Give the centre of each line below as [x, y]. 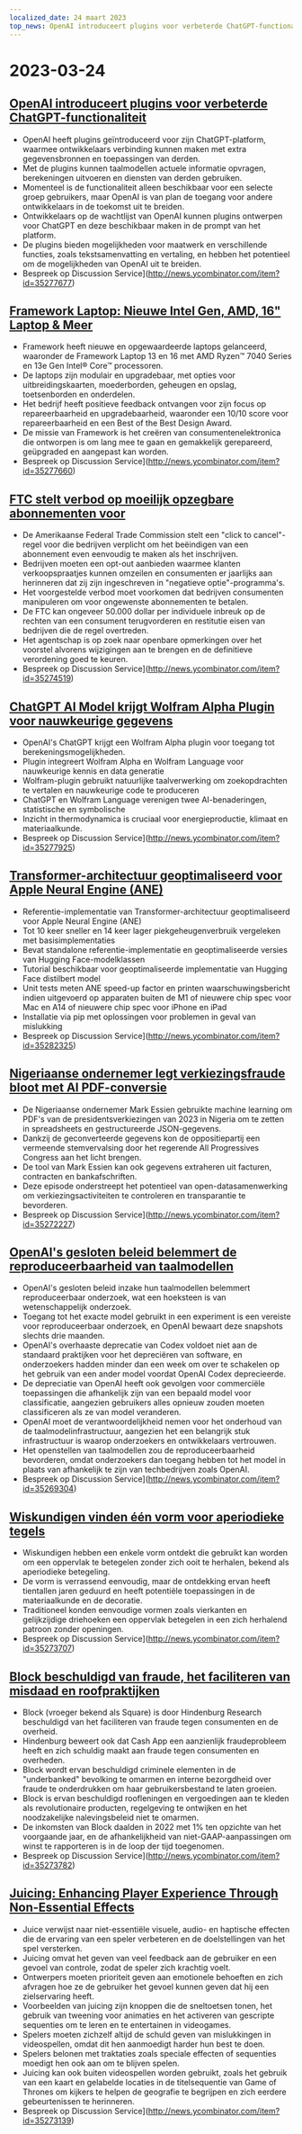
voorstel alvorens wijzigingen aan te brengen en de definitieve [138, 650]
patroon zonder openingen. [73, 1629]
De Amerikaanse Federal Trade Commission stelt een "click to [137, 535]
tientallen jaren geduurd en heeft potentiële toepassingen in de [138, 1591]
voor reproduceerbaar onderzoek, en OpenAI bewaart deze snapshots [152, 1326]
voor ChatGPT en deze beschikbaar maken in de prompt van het [141, 225]
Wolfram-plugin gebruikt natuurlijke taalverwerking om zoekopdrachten [155, 780]
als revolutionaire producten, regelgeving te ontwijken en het [134, 1808]
